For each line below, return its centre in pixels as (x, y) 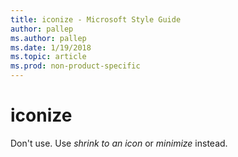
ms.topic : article (48, 57)
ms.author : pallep (48, 38)
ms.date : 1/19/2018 (51, 47)
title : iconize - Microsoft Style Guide (96, 19)
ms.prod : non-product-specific (75, 66)
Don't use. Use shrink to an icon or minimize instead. (119, 143)
